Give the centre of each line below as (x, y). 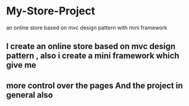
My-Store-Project (51, 11)
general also (30, 95)
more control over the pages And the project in (94, 85)
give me (21, 65)
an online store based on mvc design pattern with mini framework (87, 28)
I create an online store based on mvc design (91, 46)
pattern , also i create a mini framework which (93, 56)
